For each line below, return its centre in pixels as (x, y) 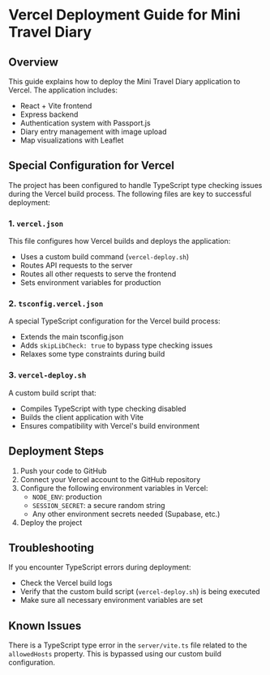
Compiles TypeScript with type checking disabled (103, 408)
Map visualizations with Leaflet (72, 140)
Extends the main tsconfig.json (72, 337)
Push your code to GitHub (63, 471)
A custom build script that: (53, 393)
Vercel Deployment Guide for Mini (124, 15)
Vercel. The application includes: (63, 90)
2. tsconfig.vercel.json (56, 304)
